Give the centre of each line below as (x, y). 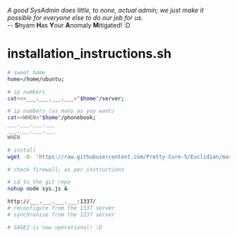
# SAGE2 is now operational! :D (55, 227)
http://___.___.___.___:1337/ (52, 202)
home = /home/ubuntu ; (36, 79)
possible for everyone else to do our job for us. (75, 18)
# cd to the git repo (39, 182)
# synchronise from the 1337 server (61, 215)
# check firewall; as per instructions (66, 169)
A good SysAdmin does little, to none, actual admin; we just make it (106, 10)
